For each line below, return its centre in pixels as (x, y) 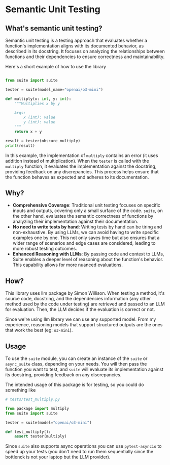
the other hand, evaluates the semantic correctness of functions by (83, 216)
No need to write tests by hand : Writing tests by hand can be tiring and (87, 227)
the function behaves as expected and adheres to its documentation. (77, 177)
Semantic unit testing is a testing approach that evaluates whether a (76, 40)
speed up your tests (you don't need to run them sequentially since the (79, 452)
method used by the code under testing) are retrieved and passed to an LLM (85, 304)
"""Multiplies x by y (37, 104)
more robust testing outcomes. (45, 249)
